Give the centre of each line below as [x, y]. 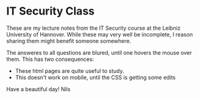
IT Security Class [51, 11]
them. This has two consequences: [50, 59]
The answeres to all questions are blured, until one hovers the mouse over [99, 52]
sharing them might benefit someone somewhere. [69, 41]
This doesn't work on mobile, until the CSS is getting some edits [95, 77]
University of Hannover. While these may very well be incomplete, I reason [100, 34]
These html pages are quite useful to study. [70, 70]
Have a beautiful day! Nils [39, 89]
